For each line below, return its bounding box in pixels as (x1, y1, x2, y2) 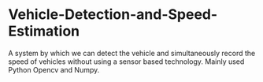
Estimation (8, 22, 80, 40)
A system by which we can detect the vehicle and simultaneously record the (8, 48, 256, 58)
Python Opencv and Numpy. (8, 65, 100, 74)
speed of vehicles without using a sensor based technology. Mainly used (8, 57, 245, 66)
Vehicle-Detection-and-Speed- (8, 6, 218, 24)
